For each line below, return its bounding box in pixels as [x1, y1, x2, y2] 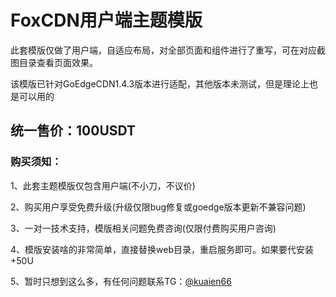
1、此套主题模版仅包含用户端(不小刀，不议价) [10, 179, 196, 191]
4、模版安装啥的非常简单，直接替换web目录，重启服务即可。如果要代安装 [10, 243, 314, 255]
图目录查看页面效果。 [10, 56, 98, 68]
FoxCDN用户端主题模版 [10, 9, 203, 32]
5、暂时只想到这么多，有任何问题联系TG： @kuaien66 [10, 275, 232, 287]
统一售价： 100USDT [10, 122, 137, 140]
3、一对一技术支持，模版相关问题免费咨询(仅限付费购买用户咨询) [10, 222, 277, 234]
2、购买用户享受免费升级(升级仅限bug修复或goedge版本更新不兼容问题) [10, 201, 307, 213]
